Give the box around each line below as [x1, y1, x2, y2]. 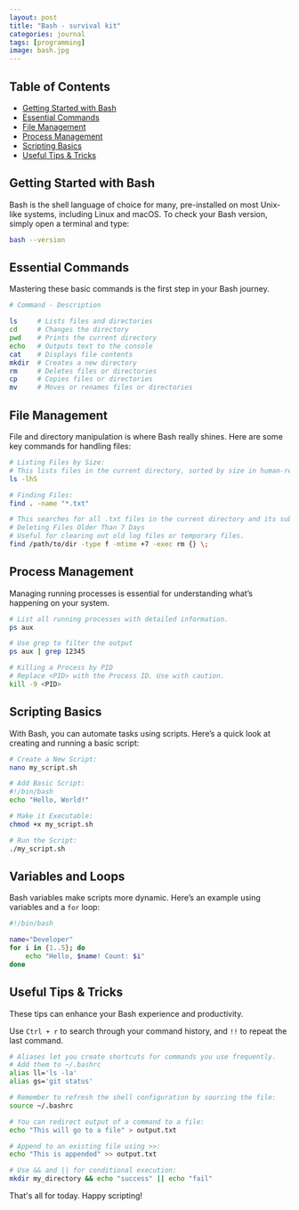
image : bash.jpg [9, 46, 69, 55]
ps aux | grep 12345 [9, 647, 86, 657]
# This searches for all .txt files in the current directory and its [9, 515, 277, 524]
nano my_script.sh [9, 762, 77, 772]
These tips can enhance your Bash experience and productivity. [9, 1008, 244, 1019]
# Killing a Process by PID [9, 664, 114, 673]
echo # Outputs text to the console [9, 342, 153, 351]
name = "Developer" [9, 935, 74, 944]
